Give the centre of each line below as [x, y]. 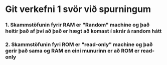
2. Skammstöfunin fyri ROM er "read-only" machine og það [79, 44]
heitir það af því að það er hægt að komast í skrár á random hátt [83, 31]
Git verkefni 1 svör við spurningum [78, 9]
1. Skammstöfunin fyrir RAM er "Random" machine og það [77, 25]
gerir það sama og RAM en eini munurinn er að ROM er [72, 51]
